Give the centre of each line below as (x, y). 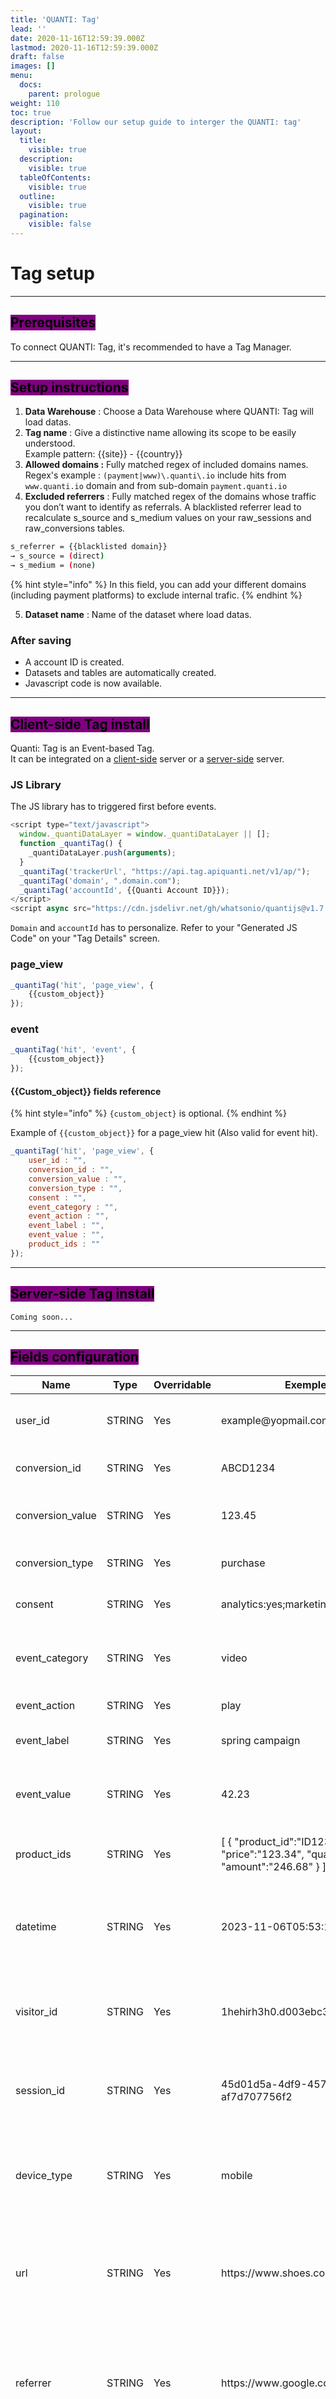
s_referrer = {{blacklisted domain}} (89, 547)
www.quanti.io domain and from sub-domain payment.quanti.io (156, 486)
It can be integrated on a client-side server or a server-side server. (147, 759)
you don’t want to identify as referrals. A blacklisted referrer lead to (163, 507)
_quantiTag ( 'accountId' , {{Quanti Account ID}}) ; (124, 890)
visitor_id (36, 2012)
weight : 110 (35, 103)
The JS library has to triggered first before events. (113, 807)
